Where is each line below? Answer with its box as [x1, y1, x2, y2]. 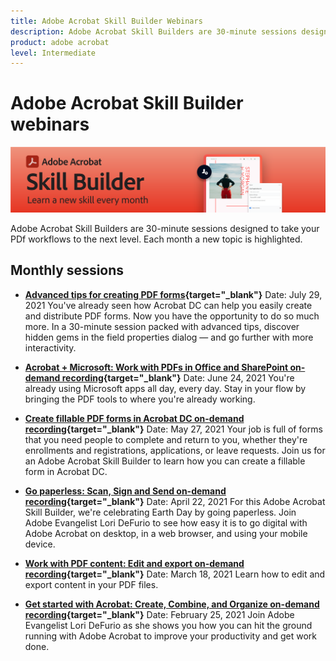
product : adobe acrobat [10, 37, 110, 47]
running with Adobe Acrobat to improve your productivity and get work [24, 630, 317, 642]
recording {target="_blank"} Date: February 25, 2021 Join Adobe [24, 608, 295, 620]
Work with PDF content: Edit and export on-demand [24, 557, 245, 569]
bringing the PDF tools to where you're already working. [24, 393, 256, 405]
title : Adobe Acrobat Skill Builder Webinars [10, 16, 203, 26]
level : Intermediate [10, 48, 97, 58]
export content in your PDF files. [24, 578, 159, 590]
